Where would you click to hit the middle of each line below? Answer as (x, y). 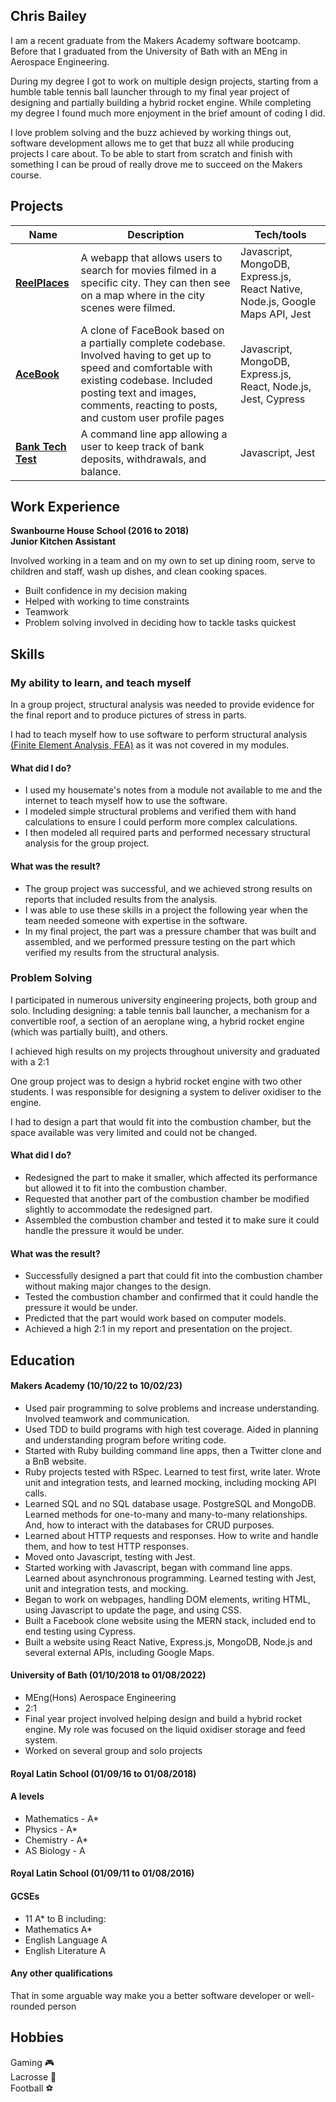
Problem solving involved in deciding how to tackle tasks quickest (160, 623)
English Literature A (65, 1950)
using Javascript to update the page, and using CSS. (133, 1610)
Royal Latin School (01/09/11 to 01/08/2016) (102, 1873)
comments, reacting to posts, (149, 405)
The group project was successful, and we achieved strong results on (168, 888)
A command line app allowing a (154, 434)
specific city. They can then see (155, 282)
